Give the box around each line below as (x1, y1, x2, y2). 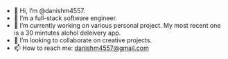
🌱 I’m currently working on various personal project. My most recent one (13, 22, 221, 29)
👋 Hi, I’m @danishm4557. (13, 7, 85, 15)
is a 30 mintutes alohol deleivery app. (13, 28, 121, 37)
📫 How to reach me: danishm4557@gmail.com (13, 44, 149, 52)
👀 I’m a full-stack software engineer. (13, 14, 118, 22)
